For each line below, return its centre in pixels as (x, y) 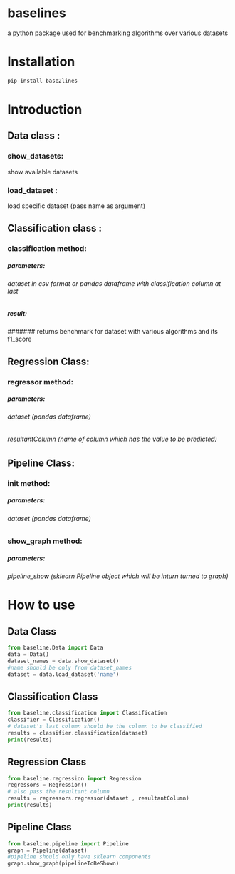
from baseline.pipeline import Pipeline (68, 844)
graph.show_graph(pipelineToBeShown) (63, 864)
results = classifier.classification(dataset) (78, 733)
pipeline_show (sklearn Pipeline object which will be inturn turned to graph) (118, 576)
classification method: (47, 249)
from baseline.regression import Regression (74, 778)
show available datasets (43, 172)
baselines (37, 13)
